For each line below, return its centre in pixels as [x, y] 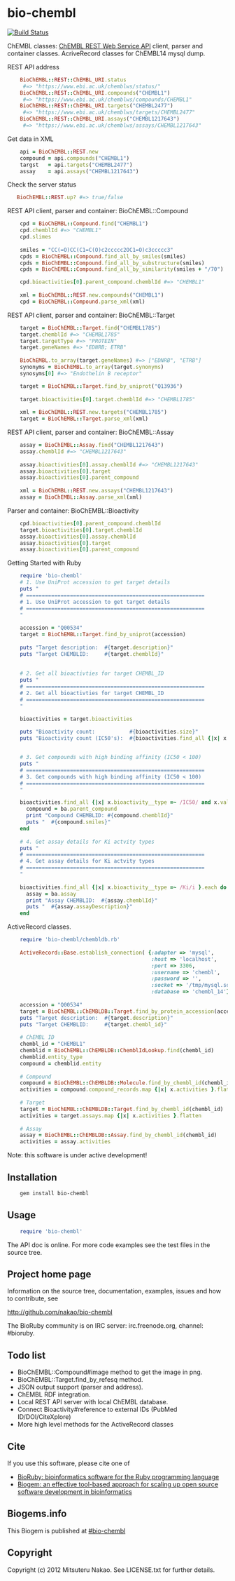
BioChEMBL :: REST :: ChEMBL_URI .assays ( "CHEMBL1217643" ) [100, 119]
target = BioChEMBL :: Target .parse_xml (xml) [84, 419]
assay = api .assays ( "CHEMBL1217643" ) [79, 171]
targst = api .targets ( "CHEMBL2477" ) [76, 165]
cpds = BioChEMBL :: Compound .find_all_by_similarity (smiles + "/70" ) [122, 269]
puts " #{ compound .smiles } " [68, 822]
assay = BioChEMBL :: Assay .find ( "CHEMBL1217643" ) [92, 445]
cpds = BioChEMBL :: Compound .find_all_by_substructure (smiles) [112, 263]
